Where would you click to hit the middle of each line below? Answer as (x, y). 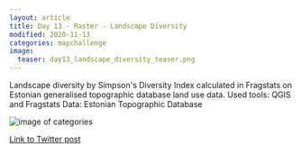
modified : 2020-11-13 (50, 34)
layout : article (40, 18)
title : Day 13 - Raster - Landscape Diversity (98, 26)
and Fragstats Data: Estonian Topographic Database (106, 104)
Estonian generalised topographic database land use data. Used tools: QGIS (150, 94)
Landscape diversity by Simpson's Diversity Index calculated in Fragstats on (151, 85)
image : (22, 51)
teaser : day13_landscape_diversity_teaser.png (106, 59)
